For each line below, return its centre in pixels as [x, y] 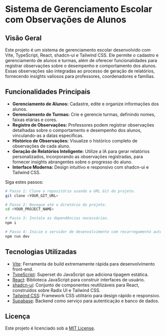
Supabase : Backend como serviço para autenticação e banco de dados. [86, 301]
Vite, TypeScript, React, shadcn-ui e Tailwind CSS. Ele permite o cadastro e [82, 55]
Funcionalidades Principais [48, 92]
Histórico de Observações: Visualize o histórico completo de [75, 140]
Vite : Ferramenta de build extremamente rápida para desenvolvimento [83, 264]
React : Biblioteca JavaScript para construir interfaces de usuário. [79, 279]
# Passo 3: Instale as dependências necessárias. [57, 218]
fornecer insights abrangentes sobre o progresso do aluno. [72, 162]
